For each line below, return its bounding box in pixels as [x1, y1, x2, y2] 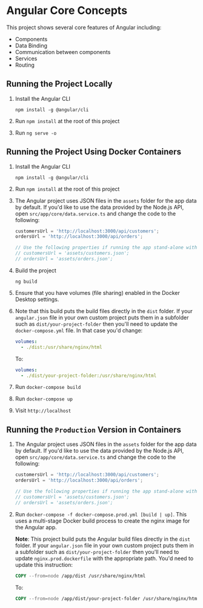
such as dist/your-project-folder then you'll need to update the [15, 320, 178, 328]
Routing [15, 61, 35, 69]
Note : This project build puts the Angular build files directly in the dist [15, 535, 191, 542]
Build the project [15, 266, 56, 274]
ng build [15, 279, 38, 285]
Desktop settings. [15, 296, 59, 303]
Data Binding [15, 42, 47, 49]
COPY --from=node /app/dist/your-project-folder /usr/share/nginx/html [15, 595, 200, 601]
